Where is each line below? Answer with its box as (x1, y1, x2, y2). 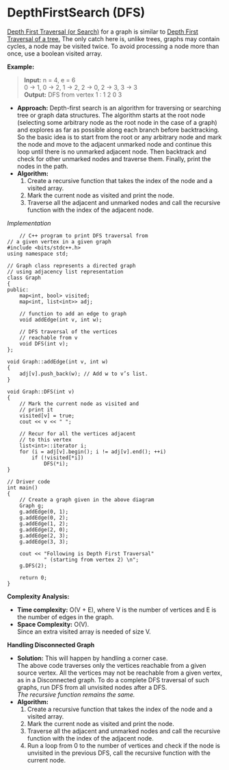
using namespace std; (7, 250, 69, 257)
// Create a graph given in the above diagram (19, 496, 154, 503)
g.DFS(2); (19, 562, 48, 569)
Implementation (7, 219, 51, 227)
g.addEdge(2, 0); (19, 526, 69, 533)
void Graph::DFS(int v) (7, 388, 75, 395)
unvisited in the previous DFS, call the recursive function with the (27, 749, 211, 757)
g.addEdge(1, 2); (19, 520, 69, 527)
